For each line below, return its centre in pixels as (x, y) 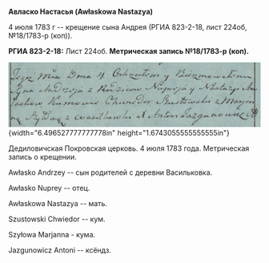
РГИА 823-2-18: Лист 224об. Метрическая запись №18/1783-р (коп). (129, 51)
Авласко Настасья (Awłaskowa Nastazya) (81, 12)
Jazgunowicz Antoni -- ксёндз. (60, 250)
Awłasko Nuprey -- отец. (49, 188)
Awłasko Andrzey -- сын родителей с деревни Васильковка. (110, 172)
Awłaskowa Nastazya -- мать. (58, 204)
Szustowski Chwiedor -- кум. (57, 219)
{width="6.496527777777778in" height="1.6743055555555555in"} (119, 133)
